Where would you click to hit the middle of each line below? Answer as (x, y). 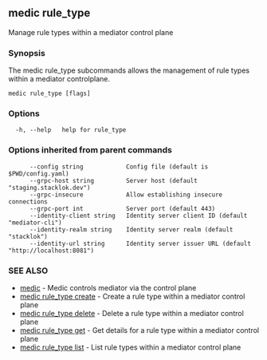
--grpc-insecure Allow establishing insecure (126, 195)
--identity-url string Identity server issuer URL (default (140, 243)
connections (28, 202)
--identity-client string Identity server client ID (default (138, 216)
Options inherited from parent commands (90, 150)
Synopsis (27, 53)
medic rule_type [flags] (49, 94)
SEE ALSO (28, 271)
